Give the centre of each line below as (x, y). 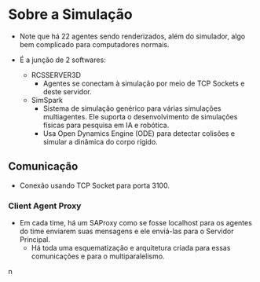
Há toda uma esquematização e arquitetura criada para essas (131, 248)
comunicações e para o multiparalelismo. (98, 256)
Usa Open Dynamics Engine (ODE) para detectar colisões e (139, 133)
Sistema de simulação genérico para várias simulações (132, 108)
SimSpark (47, 100)
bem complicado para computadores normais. (94, 44)
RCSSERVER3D (56, 75)
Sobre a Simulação (70, 15)
